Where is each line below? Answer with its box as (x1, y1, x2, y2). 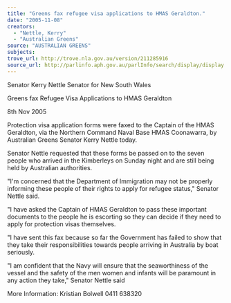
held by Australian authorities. (7, 163, 93, 172)
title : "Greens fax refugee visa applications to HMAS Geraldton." (7, 10, 206, 17)
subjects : (7, 49, 36, 56)
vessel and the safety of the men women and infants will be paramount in (7, 268, 216, 277)
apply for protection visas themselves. (7, 219, 116, 228)
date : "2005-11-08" (7, 17, 64, 24)
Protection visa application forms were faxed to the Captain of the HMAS (7, 120, 214, 129)
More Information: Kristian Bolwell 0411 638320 (7, 289, 142, 297)
